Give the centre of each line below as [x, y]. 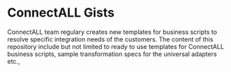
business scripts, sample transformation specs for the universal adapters [112, 54]
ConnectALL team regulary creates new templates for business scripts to [112, 32]
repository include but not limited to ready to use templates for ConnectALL [116, 46]
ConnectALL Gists [61, 13]
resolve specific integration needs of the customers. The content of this [110, 39]
